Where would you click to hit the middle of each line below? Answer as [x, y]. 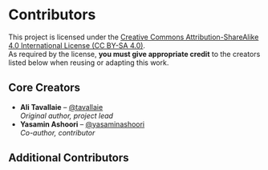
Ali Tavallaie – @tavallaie [61, 107]
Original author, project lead [67, 115]
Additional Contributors [69, 158]
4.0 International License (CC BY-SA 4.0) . [77, 45]
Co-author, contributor [57, 132]
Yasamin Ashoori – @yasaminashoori [82, 124]
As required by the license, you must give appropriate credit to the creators [134, 54]
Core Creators [45, 88]
